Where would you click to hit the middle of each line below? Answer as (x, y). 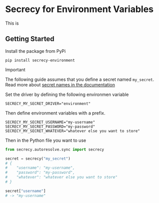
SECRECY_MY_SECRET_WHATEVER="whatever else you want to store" (73, 131)
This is (12, 23)
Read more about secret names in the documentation (60, 84)
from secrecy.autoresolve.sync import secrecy (55, 149)
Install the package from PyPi (36, 51)
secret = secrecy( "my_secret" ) (38, 159)
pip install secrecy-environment (40, 60)
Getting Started (30, 39)
